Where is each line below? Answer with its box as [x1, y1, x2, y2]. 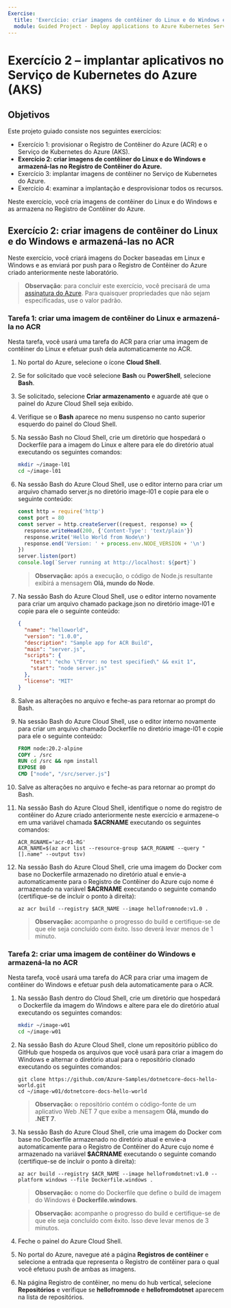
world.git [17, 1082, 47, 1089]
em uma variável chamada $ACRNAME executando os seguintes [17, 819, 202, 827]
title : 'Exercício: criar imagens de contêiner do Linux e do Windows [14, 16, 220, 23]
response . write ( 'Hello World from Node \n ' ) [24, 533, 150, 540]
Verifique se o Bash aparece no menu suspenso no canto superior [17, 413, 206, 421]
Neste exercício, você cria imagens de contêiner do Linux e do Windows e [8, 197, 218, 206]
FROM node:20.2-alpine [17, 745, 83, 752]
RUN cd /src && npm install [17, 757, 98, 765]
